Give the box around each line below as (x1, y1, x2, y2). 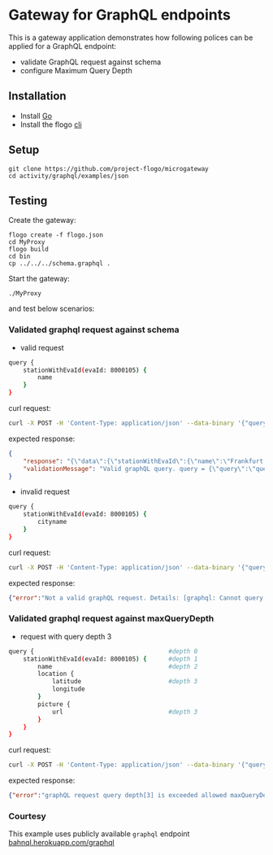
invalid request (19, 486, 71, 497)
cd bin (8, 252, 31, 261)
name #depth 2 (37, 662, 198, 670)
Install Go (19, 111, 53, 120)
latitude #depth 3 (51, 678, 198, 686)
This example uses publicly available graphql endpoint (8, 829, 190, 839)
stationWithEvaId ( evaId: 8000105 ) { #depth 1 (23, 655, 198, 663)
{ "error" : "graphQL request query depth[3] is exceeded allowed (8, 792, 227, 800)
